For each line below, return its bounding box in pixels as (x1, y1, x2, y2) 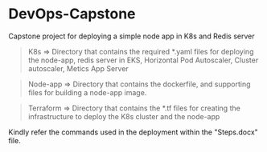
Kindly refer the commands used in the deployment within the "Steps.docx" (8, 127, 259, 137)
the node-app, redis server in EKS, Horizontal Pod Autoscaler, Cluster (27, 55, 259, 65)
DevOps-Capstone (8, 5, 136, 23)
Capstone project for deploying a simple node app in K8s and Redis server (8, 31, 255, 41)
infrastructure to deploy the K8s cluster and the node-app (27, 111, 220, 121)
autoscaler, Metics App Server (27, 63, 129, 73)
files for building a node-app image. (27, 87, 147, 97)
